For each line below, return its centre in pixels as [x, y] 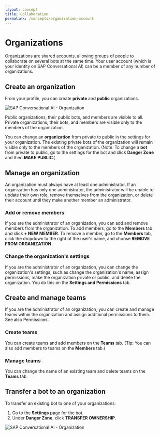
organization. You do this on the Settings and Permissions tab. [68, 283]
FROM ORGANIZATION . [29, 244]
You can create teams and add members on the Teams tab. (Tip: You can [78, 343]
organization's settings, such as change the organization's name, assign [77, 272]
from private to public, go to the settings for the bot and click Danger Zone [80, 152]
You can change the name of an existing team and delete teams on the [75, 371]
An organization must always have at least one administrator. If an [71, 184]
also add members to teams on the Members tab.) [55, 348]
